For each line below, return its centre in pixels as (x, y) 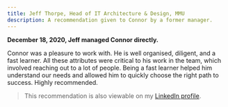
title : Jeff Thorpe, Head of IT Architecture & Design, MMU (96, 13)
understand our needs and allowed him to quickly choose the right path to (113, 75)
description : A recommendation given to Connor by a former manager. (110, 20)
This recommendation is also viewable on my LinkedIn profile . (113, 96)
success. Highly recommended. (53, 82)
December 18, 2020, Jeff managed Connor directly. (83, 39)
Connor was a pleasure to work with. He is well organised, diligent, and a (112, 53)
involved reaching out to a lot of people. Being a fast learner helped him (110, 68)
